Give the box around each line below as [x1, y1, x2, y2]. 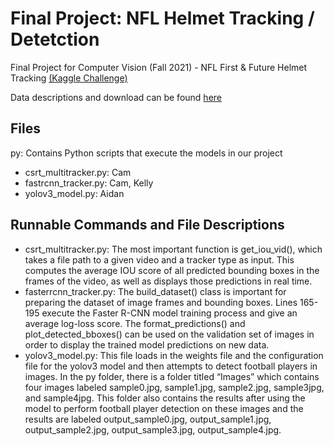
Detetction [10, 28, 100, 51]
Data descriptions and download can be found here [10, 91, 222, 103]
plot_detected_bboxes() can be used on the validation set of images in [24, 328, 315, 340]
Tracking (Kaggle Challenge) [10, 72, 128, 84]
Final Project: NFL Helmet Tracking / [10, 7, 315, 30]
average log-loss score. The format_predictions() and [24, 317, 246, 329]
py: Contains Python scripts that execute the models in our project [10, 147, 283, 159]
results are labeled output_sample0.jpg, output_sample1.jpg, [24, 413, 272, 425]
